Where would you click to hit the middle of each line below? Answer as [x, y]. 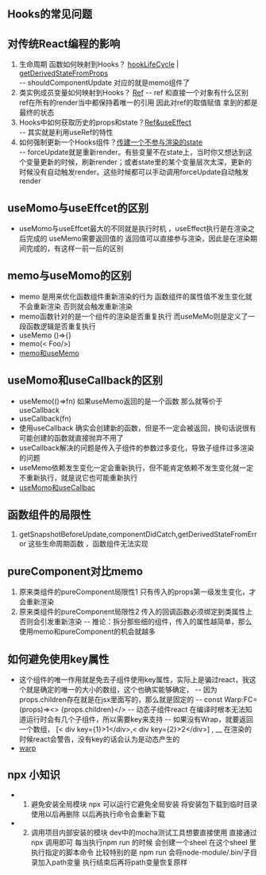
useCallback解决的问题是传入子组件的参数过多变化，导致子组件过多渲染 [137, 448]
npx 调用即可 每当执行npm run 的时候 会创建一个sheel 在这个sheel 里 [144, 842]
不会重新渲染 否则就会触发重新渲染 [75, 306]
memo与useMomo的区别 [69, 276]
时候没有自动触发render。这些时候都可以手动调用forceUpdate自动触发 [134, 172]
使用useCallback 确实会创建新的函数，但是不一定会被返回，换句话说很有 [137, 428]
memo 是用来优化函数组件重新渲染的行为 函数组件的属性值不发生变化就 [135, 296]
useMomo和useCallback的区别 [85, 381]
